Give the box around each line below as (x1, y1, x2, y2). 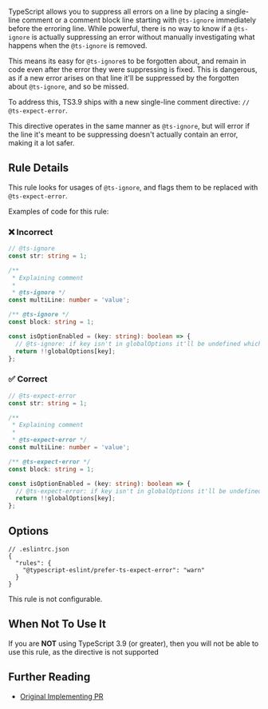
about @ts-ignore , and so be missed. (8, 82, 129, 91)
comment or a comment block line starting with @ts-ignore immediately (22, 15, 257, 25)
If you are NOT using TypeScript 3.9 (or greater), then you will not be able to (8, 639, 259, 648)
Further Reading (8, 671, 91, 684)
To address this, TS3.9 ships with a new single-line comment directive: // (8, 98, 250, 106)
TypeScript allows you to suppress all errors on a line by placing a (8, 7, 225, 16)
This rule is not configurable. (8, 594, 103, 603)
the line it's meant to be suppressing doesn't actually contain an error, (8, 129, 238, 139)
